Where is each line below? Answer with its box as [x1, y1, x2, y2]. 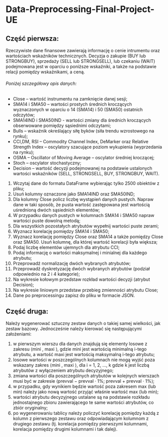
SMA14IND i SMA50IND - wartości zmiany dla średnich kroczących [12, 117, 151, 124]
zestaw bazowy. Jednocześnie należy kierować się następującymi [5, 325, 142, 332]
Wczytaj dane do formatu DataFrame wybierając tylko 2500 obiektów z [12, 180, 159, 186]
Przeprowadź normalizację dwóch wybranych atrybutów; [12, 260, 131, 267]
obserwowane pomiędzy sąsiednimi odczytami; [12, 123, 111, 129]
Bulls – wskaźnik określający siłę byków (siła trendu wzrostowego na [12, 128, 154, 134]
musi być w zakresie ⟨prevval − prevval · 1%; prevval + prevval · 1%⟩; [12, 378, 154, 384]
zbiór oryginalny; [12, 405, 48, 411]
